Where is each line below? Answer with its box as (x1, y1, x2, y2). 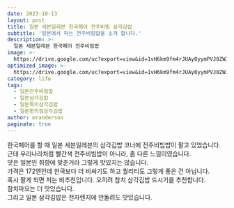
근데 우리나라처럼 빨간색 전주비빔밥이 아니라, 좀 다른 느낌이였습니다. (7, 149, 192, 158)
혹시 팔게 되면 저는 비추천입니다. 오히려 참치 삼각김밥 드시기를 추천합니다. (7, 175, 206, 184)
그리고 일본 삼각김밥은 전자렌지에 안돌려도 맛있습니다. (7, 193, 153, 201)
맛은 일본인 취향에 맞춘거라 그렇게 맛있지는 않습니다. (7, 158, 148, 166)
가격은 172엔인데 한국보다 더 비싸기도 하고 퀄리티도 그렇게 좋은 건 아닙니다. (7, 167, 210, 175)
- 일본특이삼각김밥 (13, 101, 58, 108)
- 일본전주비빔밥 (13, 88, 54, 95)
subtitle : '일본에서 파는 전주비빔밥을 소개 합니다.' (7, 29, 141, 37)
